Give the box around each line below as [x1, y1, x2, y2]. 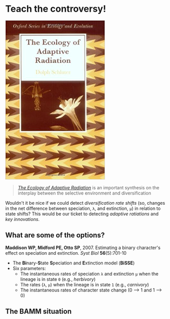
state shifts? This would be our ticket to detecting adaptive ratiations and [5, 210, 159, 217]
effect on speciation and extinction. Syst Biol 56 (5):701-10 [5, 250, 127, 256]
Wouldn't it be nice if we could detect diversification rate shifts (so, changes [5, 200, 165, 206]
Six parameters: [12, 265, 46, 271]
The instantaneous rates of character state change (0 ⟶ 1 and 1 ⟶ [20, 287, 162, 293]
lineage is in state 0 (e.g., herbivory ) [20, 276, 96, 282]
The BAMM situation [5, 307, 72, 316]
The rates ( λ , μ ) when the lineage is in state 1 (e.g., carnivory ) [20, 281, 149, 287]
